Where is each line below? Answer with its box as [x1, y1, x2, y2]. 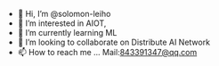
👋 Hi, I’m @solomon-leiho [17, 9, 111, 19]
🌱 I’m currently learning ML [17, 28, 118, 37]
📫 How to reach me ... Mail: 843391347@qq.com [17, 47, 198, 57]
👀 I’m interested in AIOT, [17, 18, 107, 29]
